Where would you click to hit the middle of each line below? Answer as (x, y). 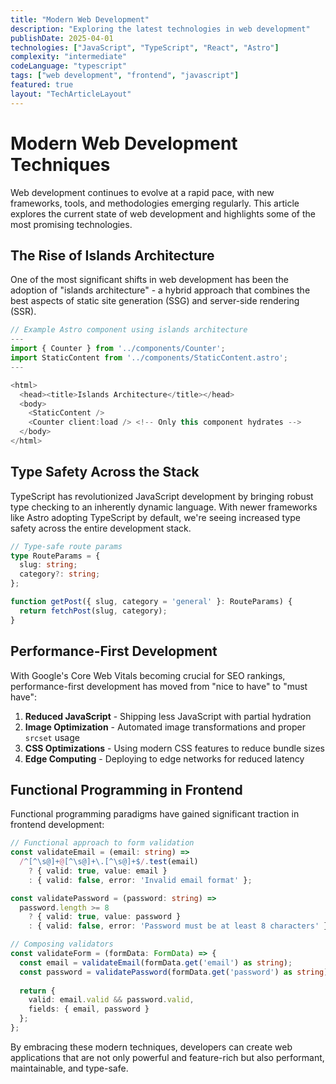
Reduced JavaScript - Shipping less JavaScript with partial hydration (168, 716)
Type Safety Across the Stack (105, 472)
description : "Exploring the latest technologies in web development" (160, 29)
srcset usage (52, 737)
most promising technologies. (71, 224)
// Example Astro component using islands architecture (129, 330)
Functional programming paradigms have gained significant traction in (155, 814)
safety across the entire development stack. (101, 528)
